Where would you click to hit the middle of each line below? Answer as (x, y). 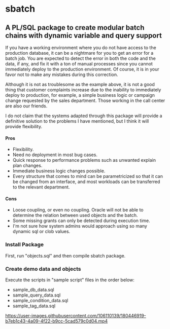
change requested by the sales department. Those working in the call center (85, 100)
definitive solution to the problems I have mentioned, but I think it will (77, 121)
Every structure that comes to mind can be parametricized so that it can (88, 176)
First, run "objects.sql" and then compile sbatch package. (65, 255)
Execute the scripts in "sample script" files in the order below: (70, 280)
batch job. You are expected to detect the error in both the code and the (80, 58)
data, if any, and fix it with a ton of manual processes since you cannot (79, 64)
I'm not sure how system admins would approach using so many (80, 226)
